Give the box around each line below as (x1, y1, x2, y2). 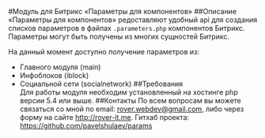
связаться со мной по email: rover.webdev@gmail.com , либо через (19, 104, 244, 114)
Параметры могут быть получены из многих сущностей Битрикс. (8, 32, 230, 41)
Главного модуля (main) (19, 62, 101, 72)
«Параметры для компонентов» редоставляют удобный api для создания (8, 15, 258, 24)
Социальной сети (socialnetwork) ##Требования (19, 79, 184, 88)
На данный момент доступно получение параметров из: (8, 47, 200, 56)
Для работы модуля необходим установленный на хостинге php (19, 88, 239, 97)
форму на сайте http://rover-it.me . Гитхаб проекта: (19, 113, 190, 121)
